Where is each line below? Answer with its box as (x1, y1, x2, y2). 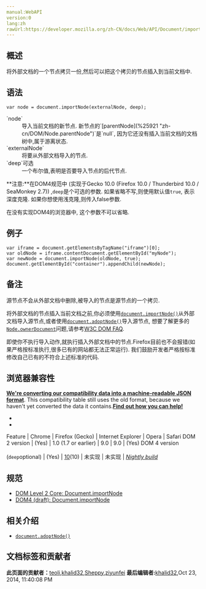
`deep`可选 (6, 159, 34, 166)
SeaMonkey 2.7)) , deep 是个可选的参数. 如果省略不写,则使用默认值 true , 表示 (6, 188, 195, 195)
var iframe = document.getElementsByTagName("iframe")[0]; (6, 245, 161, 251)
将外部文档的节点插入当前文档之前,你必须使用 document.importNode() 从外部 (6, 309, 195, 317)
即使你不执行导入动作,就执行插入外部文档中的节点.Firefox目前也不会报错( (6, 338, 190, 345)
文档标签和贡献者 (6, 552, 71, 562)
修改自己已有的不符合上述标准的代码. (6, 353, 100, 361)
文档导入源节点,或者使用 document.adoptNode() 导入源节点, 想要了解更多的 (6, 317, 190, 325)
